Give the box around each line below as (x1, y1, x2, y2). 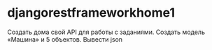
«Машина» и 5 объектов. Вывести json (7, 35, 123, 43)
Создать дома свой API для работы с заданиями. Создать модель (7, 28, 205, 36)
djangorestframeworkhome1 (7, 5, 176, 21)
